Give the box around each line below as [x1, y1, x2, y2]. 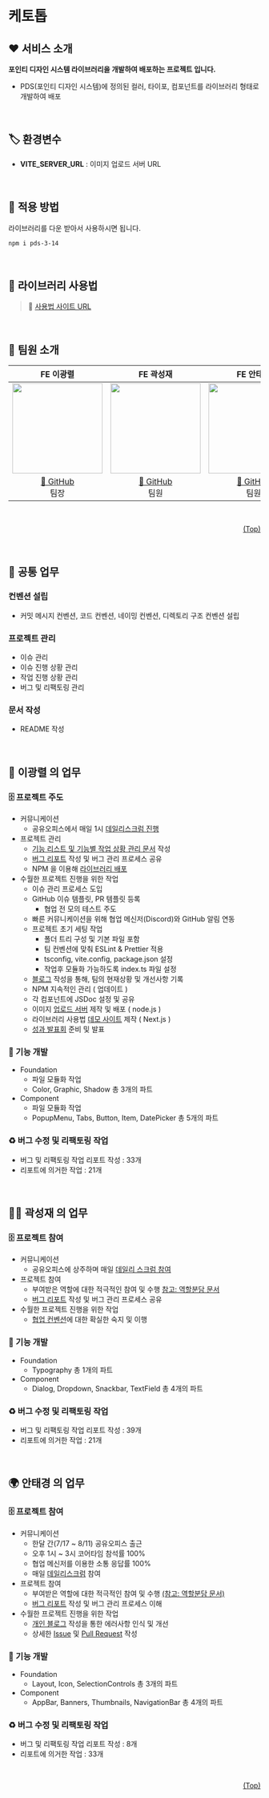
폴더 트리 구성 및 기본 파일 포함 [43, 934, 140, 944]
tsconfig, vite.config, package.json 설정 [43, 954, 174, 964]
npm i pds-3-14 [8, 239, 59, 247]
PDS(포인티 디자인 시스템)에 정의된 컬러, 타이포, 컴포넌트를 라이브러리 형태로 [19, 82, 259, 91]
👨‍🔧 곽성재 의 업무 [8, 1206, 88, 1220]
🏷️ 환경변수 [8, 133, 62, 147]
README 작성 [19, 724, 65, 734]
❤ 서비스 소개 [8, 42, 74, 55]
